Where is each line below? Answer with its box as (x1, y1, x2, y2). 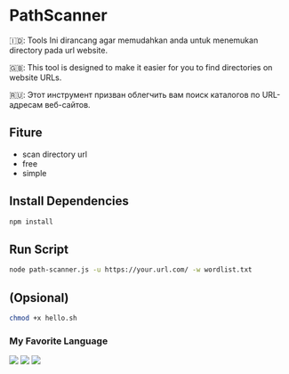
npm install (9, 217, 53, 226)
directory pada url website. (9, 45, 108, 55)
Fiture (9, 126, 43, 141)
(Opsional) (9, 290, 69, 305)
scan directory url (21, 149, 87, 159)
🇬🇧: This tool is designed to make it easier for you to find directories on (9, 61, 273, 72)
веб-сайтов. (44, 99, 91, 110)
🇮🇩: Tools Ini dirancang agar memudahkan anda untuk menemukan (9, 35, 259, 45)
